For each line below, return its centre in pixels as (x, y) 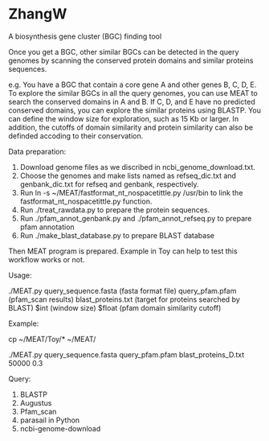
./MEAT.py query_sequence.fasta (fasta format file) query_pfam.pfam (122, 291)
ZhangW (38, 14)
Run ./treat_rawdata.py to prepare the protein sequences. (115, 209)
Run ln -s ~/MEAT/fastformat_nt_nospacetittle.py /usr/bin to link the (131, 192)
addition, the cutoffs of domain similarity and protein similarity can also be (131, 127)
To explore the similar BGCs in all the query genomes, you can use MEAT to (133, 93)
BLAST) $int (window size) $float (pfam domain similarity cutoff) (115, 307)
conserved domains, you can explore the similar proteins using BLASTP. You (135, 110)
